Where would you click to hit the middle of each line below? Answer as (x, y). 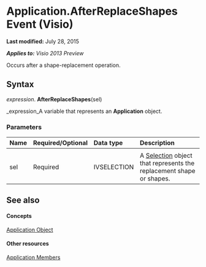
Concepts (19, 216)
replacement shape (168, 171)
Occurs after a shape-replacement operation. (63, 65)
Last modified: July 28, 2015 (43, 41)
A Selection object (166, 156)
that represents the (167, 163)
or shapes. (155, 179)
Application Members (33, 257)
